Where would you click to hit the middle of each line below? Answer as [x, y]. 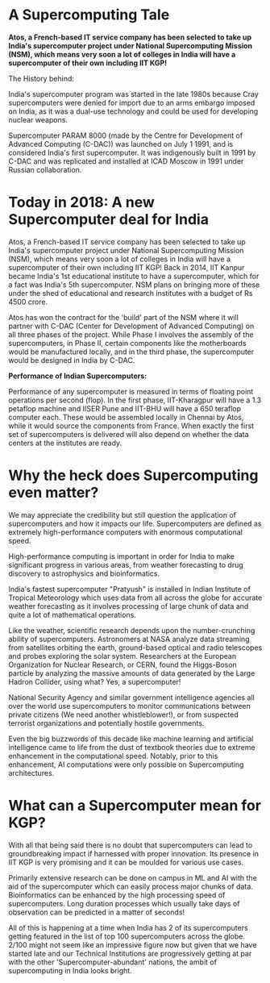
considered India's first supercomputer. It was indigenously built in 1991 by [132, 152]
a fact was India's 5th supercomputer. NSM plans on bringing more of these [134, 285]
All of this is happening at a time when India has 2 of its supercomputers [128, 927]
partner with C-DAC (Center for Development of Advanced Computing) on [131, 326]
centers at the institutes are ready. [65, 443]
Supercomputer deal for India [109, 220]
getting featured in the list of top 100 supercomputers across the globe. [127, 936]
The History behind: [42, 78]
